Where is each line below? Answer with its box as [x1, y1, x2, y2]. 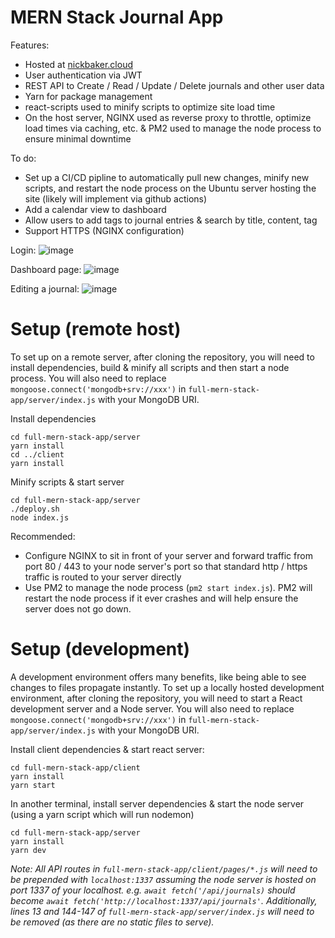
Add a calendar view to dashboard [24, 203, 167, 215]
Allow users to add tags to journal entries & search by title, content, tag [24, 214, 318, 226]
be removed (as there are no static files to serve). [10, 916, 215, 928]
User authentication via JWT [24, 69, 143, 81]
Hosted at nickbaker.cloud [24, 58, 133, 70]
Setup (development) [10, 638, 191, 661]
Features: [10, 39, 50, 51]
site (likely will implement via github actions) [24, 192, 208, 205]
